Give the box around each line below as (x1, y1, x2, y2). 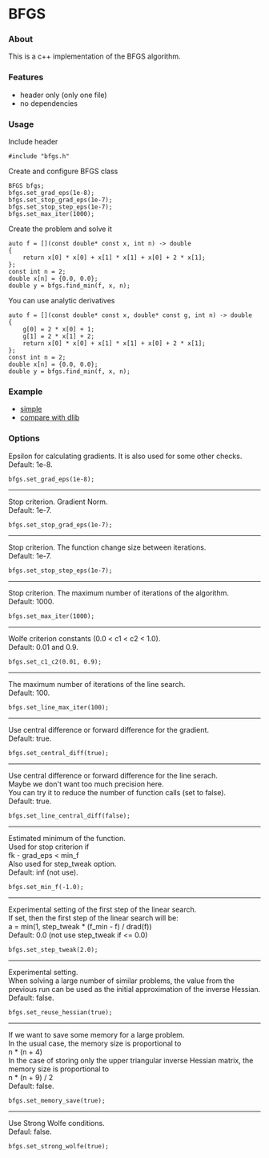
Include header (8, 137, 58, 147)
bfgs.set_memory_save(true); (8, 1096, 106, 1104)
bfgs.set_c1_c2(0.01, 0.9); (8, 657, 102, 666)
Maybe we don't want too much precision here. (8, 779, 164, 789)
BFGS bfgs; (8, 182, 45, 190)
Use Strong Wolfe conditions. (8, 1118, 106, 1128)
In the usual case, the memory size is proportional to (8, 1038, 182, 1048)
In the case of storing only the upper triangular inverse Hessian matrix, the (8, 1055, 254, 1065)
